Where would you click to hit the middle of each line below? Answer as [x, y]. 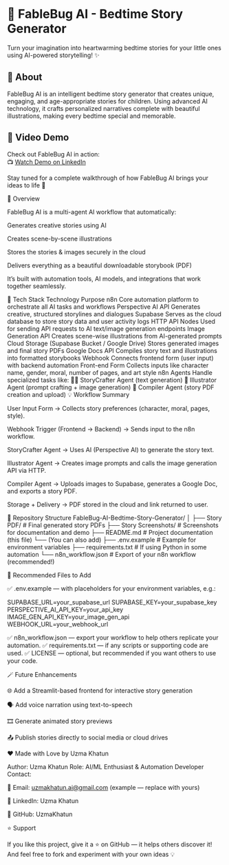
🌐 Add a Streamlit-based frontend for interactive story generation [100, 690]
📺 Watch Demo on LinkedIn [46, 162]
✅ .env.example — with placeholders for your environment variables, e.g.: [111, 588]
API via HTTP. [27, 470]
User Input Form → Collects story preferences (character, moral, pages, [109, 408]
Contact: [20, 774]
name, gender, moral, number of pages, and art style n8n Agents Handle [110, 372]
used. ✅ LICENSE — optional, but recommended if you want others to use [112, 653]
